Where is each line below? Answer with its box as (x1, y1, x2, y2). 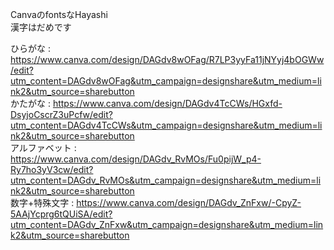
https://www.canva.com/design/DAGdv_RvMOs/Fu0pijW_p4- (10, 153, 262, 165)
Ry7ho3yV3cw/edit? (10, 164, 94, 175)
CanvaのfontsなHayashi (10, 9, 108, 20)
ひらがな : (10, 43, 51, 54)
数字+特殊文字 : (10, 197, 75, 208)
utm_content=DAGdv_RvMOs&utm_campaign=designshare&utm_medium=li (10, 174, 322, 186)
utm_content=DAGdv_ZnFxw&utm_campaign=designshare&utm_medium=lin (10, 219, 324, 230)
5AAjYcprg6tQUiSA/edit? (10, 208, 113, 220)
